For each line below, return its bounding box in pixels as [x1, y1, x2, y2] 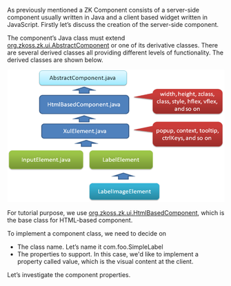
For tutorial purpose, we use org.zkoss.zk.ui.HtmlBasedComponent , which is [7, 208, 225, 216]
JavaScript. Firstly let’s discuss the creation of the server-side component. [7, 21, 219, 28]
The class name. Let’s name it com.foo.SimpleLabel [17, 243, 163, 251]
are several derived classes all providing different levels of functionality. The [7, 48, 224, 57]
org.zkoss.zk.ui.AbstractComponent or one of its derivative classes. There [7, 41, 219, 49]
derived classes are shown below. [7, 56, 103, 64]
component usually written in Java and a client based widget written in [7, 13, 208, 21]
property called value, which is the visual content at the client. [17, 257, 194, 265]
